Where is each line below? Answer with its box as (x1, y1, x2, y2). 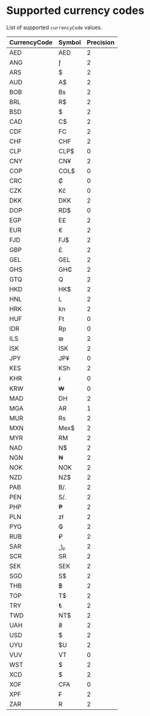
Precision (86, 38, 115, 46)
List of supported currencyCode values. (6, 24, 103, 31)
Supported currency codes (6, 4, 145, 18)
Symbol (58, 38, 82, 46)
